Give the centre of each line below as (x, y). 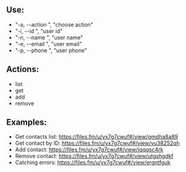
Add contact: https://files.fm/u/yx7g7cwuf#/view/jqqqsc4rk (89, 150)
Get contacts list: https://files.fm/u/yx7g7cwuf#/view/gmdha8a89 (97, 137)
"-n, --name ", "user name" (49, 37)
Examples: (27, 123)
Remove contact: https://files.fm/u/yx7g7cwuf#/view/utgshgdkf (94, 156)
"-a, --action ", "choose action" (54, 24)
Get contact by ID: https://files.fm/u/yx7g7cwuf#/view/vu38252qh (97, 143)
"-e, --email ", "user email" (48, 44)
